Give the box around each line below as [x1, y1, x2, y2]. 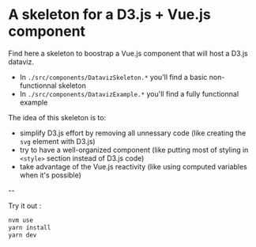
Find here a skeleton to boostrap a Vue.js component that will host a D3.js [8, 48, 249, 58]
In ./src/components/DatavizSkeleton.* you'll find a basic [19, 72, 208, 82]
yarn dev [8, 231, 37, 239]
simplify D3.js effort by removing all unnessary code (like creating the [19, 128, 247, 138]
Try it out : [8, 200, 42, 211]
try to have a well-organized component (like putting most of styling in [19, 145, 249, 154]
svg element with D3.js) [19, 136, 96, 146]
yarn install [8, 223, 51, 231]
